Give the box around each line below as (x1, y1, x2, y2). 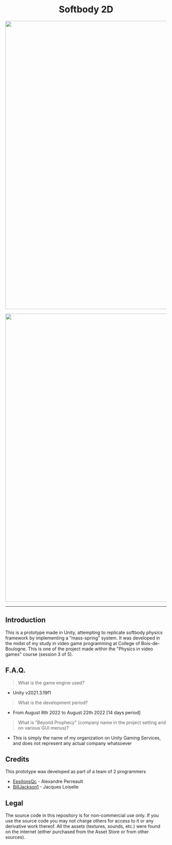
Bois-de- (141, 640, 160, 646)
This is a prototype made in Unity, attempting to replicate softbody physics (5, 629, 163, 635)
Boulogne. (5, 646, 27, 652)
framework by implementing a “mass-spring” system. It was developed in (5, 634, 160, 641)
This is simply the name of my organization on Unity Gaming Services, (12, 734, 161, 741)
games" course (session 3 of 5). (5, 651, 73, 657)
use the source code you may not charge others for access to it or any (5, 818, 154, 824)
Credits (5, 755, 30, 764)
